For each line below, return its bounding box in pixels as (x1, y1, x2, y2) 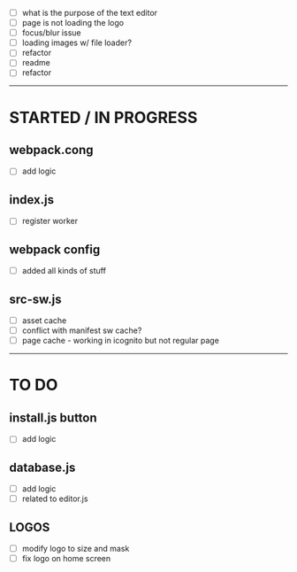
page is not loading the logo (21, 18, 125, 28)
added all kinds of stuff (21, 266, 106, 276)
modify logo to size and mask (21, 544, 130, 554)
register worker (21, 216, 79, 227)
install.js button (9, 410, 97, 425)
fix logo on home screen (21, 553, 111, 564)
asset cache (21, 315, 67, 326)
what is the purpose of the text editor (21, 8, 157, 18)
